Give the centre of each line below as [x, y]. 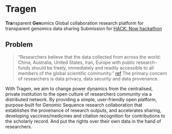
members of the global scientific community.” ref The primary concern [92, 73]
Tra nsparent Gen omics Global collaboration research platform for [74, 23]
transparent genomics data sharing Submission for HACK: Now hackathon [84, 28]
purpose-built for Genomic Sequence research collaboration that [74, 105]
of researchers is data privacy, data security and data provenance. [88, 79]
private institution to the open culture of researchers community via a [79, 94]
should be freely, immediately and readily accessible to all [93, 68]
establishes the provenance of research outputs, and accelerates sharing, [83, 110]
